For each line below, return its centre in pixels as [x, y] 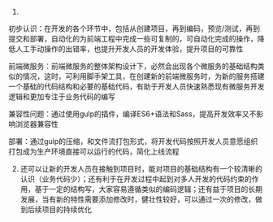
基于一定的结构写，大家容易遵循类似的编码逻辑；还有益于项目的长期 [148, 189]
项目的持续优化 [67, 209]
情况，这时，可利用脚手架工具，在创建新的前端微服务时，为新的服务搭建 [143, 76]
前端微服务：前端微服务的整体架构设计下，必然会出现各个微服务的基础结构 [133, 66]
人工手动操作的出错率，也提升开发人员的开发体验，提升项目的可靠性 [129, 49]
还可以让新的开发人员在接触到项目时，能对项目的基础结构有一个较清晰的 [141, 169]
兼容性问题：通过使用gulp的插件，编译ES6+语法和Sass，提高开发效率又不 [132, 114]
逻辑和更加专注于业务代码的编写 [62, 96]
